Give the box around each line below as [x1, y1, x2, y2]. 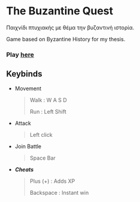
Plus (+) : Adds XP [29, 177, 75, 185]
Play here [6, 50, 34, 59]
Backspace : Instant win [29, 189, 89, 196]
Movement [14, 85, 42, 92]
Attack [14, 120, 31, 127]
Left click [29, 131, 53, 138]
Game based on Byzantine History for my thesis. [6, 35, 126, 42]
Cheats [14, 166, 34, 173]
